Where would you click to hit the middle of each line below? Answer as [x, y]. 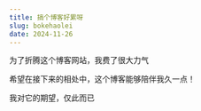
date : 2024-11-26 [41, 34]
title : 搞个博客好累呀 [46, 17]
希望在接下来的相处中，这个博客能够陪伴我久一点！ [102, 79]
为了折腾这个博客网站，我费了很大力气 [79, 60]
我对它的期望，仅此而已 [52, 98]
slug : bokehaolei [41, 26]
